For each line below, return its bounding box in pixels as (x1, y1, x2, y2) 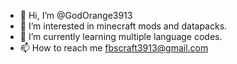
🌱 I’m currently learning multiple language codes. (19, 31, 223, 42)
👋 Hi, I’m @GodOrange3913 (19, 10, 133, 21)
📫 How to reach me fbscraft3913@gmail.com (19, 42, 209, 54)
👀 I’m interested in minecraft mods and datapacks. (19, 20, 228, 32)
